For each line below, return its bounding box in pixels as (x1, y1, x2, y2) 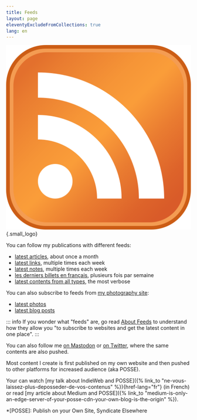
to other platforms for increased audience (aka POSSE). (6, 366, 141, 373)
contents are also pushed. (6, 349, 69, 356)
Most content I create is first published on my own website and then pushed (6, 360, 190, 367)
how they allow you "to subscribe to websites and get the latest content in (6, 325, 185, 332)
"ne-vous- (161, 377, 186, 384)
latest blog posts (14, 307, 55, 314)
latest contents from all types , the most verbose (14, 278, 131, 285)
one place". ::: (6, 331, 39, 338)
